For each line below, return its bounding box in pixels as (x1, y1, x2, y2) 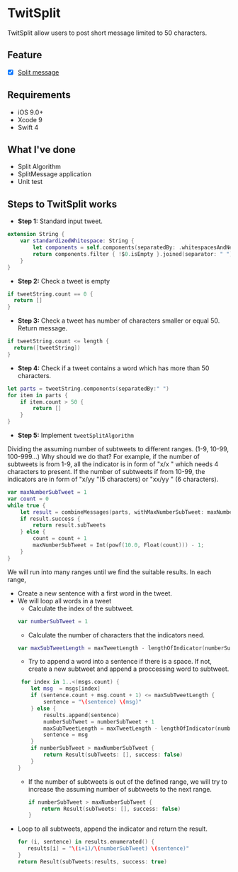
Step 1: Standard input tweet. (17, 217, 103, 225)
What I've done (7, 144, 76, 156)
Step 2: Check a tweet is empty (17, 276, 110, 285)
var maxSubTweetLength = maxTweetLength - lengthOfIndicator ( (17, 645, 205, 652)
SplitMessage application (17, 170, 92, 178)
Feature (7, 49, 42, 61)
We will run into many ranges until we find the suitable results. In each (7, 567, 212, 576)
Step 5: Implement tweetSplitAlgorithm (17, 431, 135, 439)
